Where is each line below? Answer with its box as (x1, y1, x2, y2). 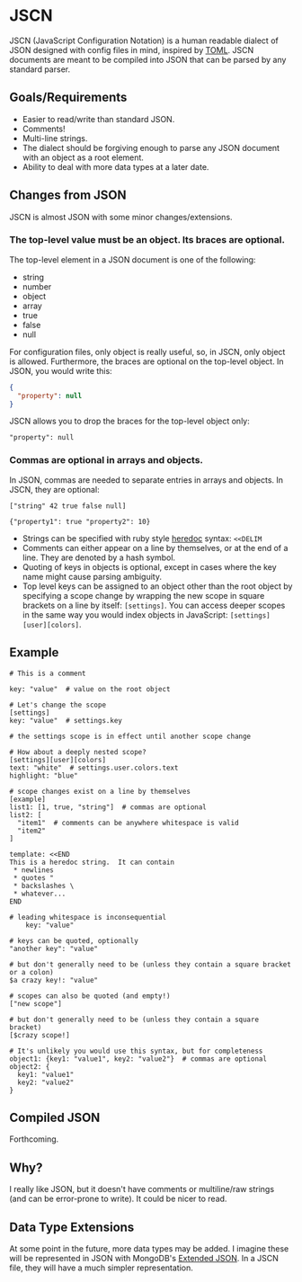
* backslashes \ (13, 881, 75, 890)
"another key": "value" (9, 944, 99, 953)
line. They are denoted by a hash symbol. (22, 552, 176, 563)
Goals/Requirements (9, 90, 128, 105)
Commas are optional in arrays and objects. (9, 454, 204, 467)
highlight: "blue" (9, 770, 78, 780)
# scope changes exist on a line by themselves (9, 787, 191, 796)
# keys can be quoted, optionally (9, 936, 139, 945)
